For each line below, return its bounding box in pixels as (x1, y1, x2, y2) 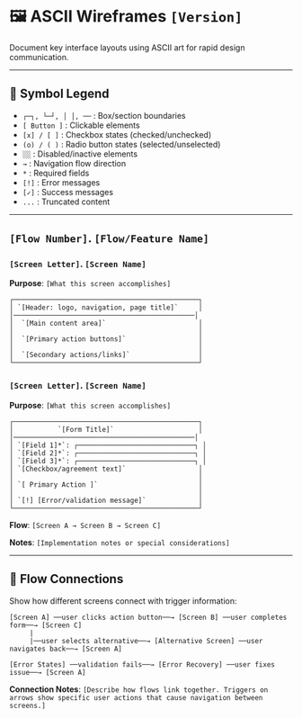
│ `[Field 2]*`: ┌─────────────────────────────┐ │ (9, 448, 207, 458)
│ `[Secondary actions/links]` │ (9, 351, 203, 360)
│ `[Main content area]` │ (9, 319, 203, 328)
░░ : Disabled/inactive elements (22, 148, 138, 159)
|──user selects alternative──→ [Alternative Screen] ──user (29, 636, 263, 645)
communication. (9, 51, 69, 62)
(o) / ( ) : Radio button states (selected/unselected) (22, 139, 221, 149)
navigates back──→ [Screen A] (9, 644, 123, 653)
